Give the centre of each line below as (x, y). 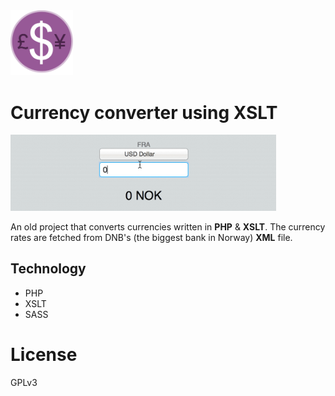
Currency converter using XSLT (144, 112)
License (44, 354)
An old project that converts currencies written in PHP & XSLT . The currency (168, 226)
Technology (48, 269)
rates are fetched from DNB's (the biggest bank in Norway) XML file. (151, 237)
